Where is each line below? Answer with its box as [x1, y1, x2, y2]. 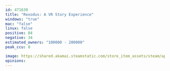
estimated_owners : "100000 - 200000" [5, 40, 85, 45]
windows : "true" [5, 16, 39, 21]
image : [5, 53, 19, 58]
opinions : [5, 58, 26, 63]
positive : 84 [5, 30, 33, 35]
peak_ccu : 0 [5, 44, 30, 49]
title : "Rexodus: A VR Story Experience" [5, 12, 94, 17]
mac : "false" [5, 21, 33, 26]
